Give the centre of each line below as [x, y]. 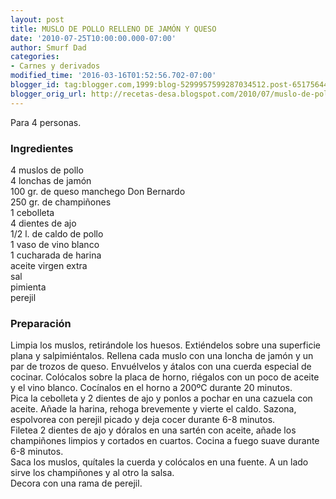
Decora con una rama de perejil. [76, 483]
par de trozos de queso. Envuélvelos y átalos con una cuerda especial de [161, 367]
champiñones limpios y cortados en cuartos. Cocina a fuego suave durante [165, 441]
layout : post [37, 19]
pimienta [28, 287]
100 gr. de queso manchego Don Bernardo [98, 191]
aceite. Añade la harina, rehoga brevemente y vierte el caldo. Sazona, [153, 409]
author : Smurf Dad [48, 47]
